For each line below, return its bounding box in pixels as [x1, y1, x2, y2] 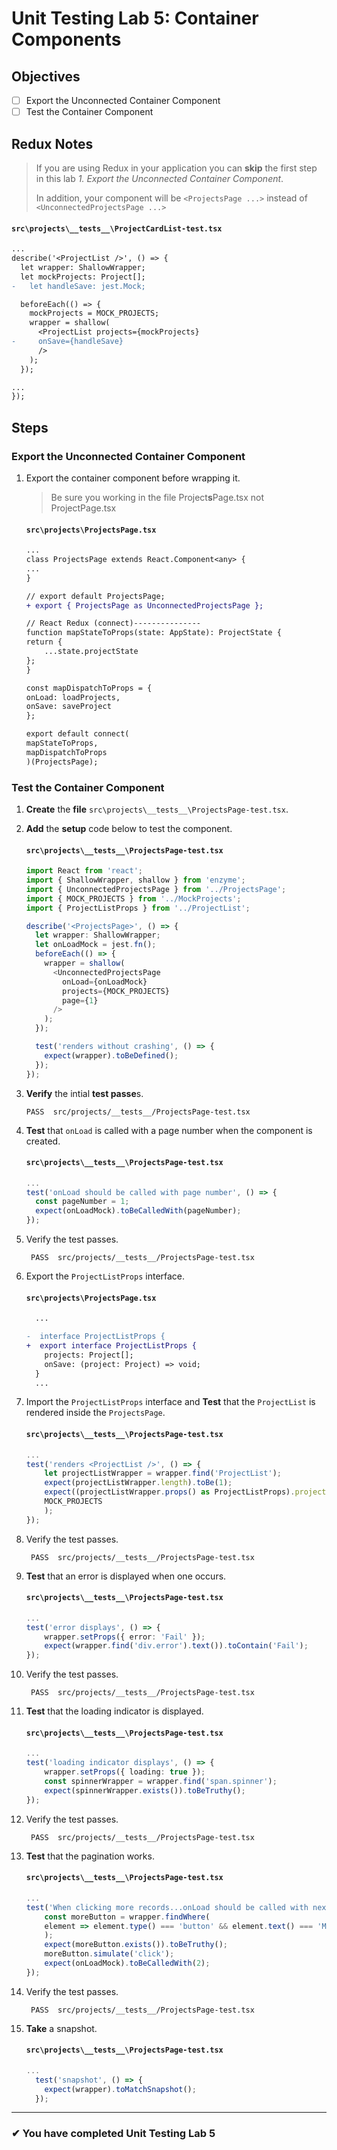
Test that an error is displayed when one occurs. [25, 1570, 227, 1582]
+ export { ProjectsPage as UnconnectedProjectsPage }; [25, 600, 264, 611]
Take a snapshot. [25, 2022, 98, 2034]
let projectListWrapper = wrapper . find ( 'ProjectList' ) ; [44, 1468, 282, 1479]
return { [25, 637, 63, 647]
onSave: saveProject [25, 702, 112, 712]
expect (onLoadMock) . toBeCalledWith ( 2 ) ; [44, 1958, 211, 1968]
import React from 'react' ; [25, 866, 143, 876]
